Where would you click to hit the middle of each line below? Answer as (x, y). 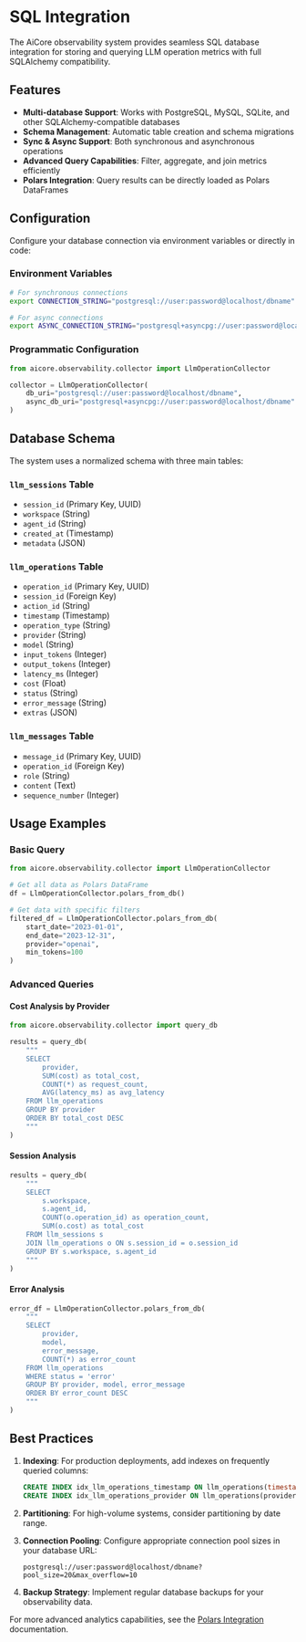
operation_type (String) (66, 625)
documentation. (39, 1629)
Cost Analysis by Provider (60, 1006)
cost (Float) (44, 684)
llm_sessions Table (52, 484)
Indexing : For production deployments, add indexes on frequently (146, 1460)
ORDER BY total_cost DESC (75, 1119)
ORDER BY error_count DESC (77, 1394)
